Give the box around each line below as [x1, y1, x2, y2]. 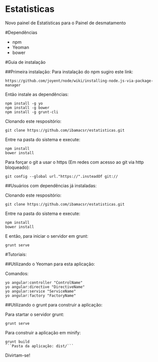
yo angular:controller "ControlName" [5, 280, 83, 285]
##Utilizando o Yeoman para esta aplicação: [5, 261, 95, 267]
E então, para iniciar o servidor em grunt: [5, 233, 89, 239]
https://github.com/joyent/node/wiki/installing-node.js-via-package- [5, 78, 154, 83]
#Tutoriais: [5, 251, 27, 257]
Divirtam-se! [5, 352, 31, 358]
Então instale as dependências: [5, 91, 69, 97]
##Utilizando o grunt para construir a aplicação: [5, 302, 103, 308]
